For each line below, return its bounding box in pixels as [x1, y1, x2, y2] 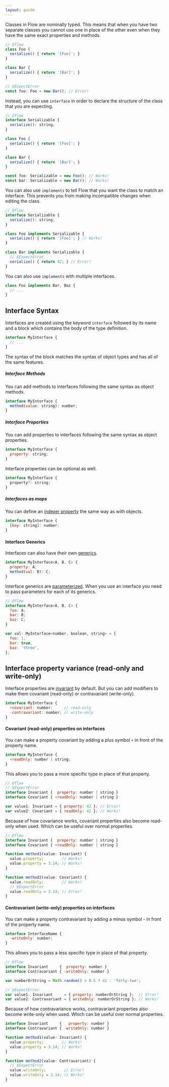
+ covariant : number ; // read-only [10, 706, 92, 711]
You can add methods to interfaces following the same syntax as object [5, 383, 154, 390]
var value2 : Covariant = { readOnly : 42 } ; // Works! [5, 809, 121, 814]
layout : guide [5, 7, 35, 13]
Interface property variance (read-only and [5, 664, 144, 673]
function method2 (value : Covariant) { [5, 874, 87, 880]
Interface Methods [5, 371, 45, 377]
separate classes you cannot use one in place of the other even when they [5, 26, 160, 33]
